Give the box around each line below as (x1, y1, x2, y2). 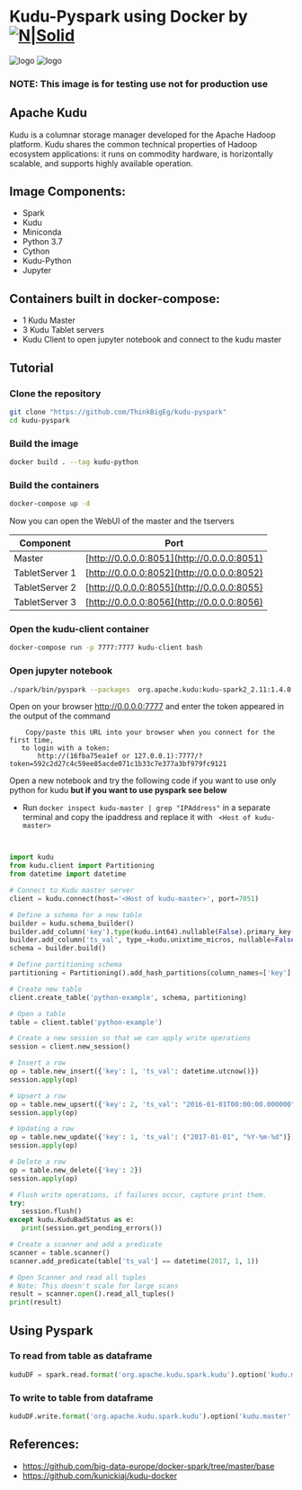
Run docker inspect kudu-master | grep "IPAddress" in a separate (22, 802, 271, 813)
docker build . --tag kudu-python (9, 458, 139, 467)
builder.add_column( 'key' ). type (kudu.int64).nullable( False (9, 927, 240, 936)
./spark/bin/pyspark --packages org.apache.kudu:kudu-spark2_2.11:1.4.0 (9, 685, 292, 694)
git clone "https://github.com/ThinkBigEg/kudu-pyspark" (9, 407, 227, 416)
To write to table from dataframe (9, 1391, 154, 1404)
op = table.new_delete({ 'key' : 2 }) (9, 1165, 143, 1174)
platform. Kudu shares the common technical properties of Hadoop (9, 138, 258, 149)
